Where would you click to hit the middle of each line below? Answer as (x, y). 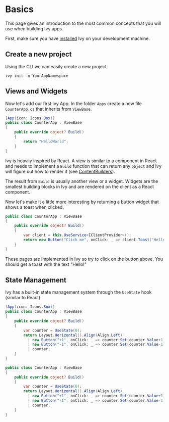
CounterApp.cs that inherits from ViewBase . (49, 109)
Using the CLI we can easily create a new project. (57, 66)
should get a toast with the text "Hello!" (46, 264)
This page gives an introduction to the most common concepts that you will (83, 23)
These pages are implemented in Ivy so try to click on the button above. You (84, 259)
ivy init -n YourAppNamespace (37, 76)
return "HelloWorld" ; (46, 142)
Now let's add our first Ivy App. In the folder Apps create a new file (73, 103)
